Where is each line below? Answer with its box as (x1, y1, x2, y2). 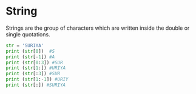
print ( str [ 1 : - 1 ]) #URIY (5, 76, 69, 82)
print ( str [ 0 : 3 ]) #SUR (5, 59, 63, 65)
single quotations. (5, 30, 50, 38)
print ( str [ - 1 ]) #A (5, 53, 55, 60)
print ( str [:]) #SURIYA (5, 82, 66, 89)
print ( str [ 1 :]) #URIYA (5, 65, 66, 71)
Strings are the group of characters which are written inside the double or (5, 24, 190, 32)
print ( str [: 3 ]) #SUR (5, 71, 61, 77)
